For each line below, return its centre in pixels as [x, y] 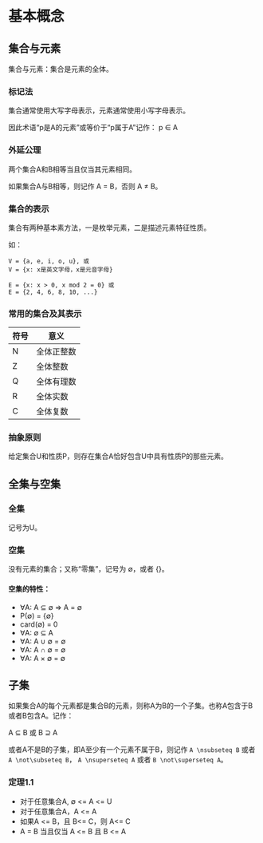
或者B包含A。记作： [41, 716]
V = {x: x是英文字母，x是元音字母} [61, 269]
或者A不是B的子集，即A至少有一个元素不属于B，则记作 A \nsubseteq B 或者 [132, 750]
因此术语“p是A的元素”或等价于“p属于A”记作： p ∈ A [93, 128]
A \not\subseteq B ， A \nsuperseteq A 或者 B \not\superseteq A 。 [118, 760]
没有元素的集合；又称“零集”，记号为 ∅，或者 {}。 [88, 569]
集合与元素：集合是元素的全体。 [61, 69]
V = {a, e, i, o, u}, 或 [49, 261]
